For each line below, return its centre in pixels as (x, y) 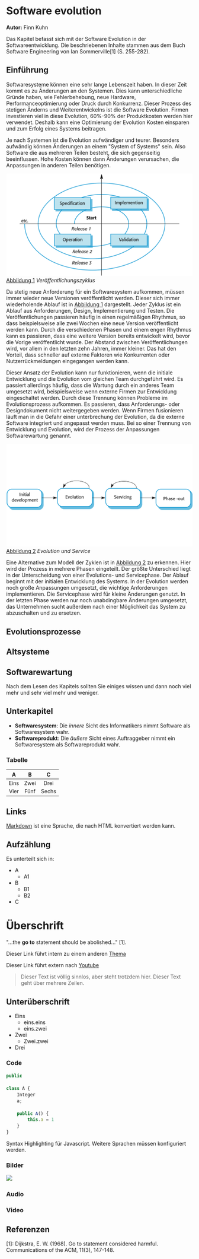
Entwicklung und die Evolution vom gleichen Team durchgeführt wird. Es (95, 379)
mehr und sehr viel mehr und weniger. (52, 693)
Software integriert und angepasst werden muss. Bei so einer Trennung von (99, 423)
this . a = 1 (41, 1120)
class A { (18, 1089)
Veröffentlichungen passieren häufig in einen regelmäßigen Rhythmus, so (96, 317)
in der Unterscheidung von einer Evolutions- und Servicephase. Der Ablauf (97, 575)
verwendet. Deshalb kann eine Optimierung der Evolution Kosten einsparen (98, 122)
